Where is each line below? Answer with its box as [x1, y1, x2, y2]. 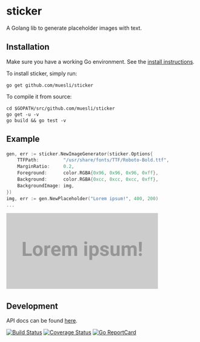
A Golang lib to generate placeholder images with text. [6, 24, 142, 32]
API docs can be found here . [6, 317, 78, 324]
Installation [6, 42, 50, 52]
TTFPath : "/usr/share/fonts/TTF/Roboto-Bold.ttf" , [17, 157, 170, 163]
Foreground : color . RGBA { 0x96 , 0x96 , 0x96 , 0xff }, [17, 170, 159, 176]
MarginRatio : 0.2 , [17, 164, 75, 170]
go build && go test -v [6, 117, 67, 124]
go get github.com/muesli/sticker [6, 82, 94, 89]
